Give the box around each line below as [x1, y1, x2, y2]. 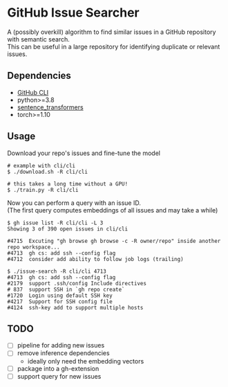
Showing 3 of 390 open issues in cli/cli [7, 225, 129, 233]
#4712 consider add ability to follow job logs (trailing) [7, 255, 184, 262]
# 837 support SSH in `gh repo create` [7, 286, 126, 293]
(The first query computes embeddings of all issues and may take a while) [7, 206, 218, 214]
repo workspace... [7, 244, 60, 251]
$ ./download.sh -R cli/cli [7, 168, 88, 175]
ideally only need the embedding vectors [27, 357, 144, 365]
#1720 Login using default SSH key [7, 292, 113, 299]
